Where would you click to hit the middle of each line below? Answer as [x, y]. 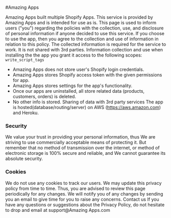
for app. [21, 80]
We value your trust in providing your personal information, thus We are [80, 137]
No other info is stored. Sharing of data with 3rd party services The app [88, 102]
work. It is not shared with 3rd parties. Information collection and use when [84, 50]
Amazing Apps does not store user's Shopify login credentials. [78, 69]
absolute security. [24, 159]
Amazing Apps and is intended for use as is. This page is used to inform [81, 23]
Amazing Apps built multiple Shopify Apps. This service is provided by [79, 17]
